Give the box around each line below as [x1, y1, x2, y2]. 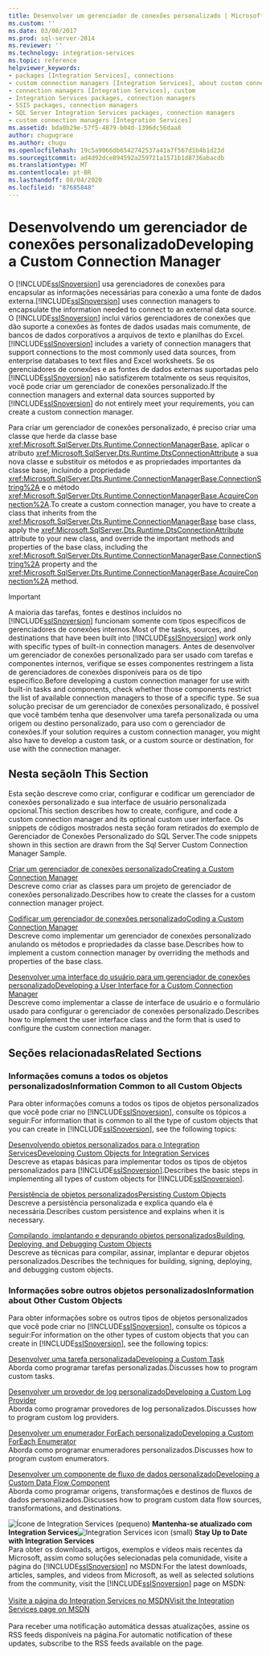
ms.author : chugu [8, 138, 67, 147]
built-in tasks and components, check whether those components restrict [8, 684, 252, 693]
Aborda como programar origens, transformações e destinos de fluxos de [8, 1486, 253, 1496]
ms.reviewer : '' [8, 42, 63, 50]
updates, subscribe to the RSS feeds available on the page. [8, 1638, 204, 1648]
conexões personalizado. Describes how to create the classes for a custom [8, 889, 256, 899]
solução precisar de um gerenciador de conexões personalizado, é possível [8, 701, 260, 711]
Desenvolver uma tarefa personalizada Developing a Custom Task [8, 1355, 225, 1364]
